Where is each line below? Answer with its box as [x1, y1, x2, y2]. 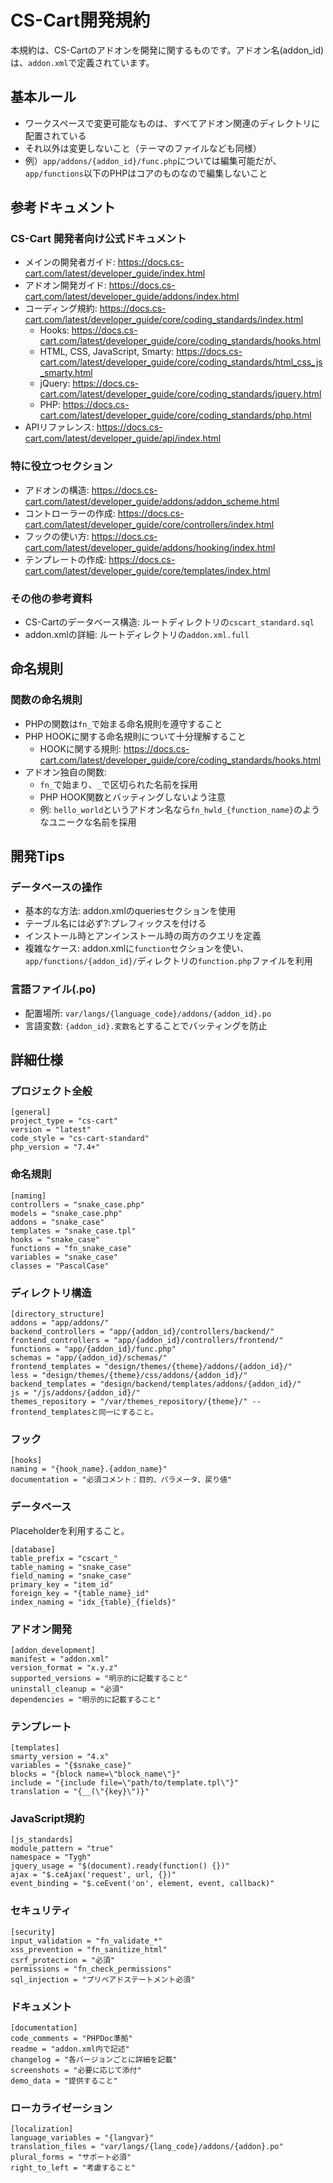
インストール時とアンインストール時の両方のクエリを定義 [24, 930, 262, 942]
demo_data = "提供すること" [10, 2076, 118, 2086]
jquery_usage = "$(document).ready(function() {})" [10, 1861, 230, 1871]
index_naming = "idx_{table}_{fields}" [10, 1597, 177, 1607]
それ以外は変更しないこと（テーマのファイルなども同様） [24, 142, 262, 154]
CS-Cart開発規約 [10, 9, 151, 32]
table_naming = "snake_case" [10, 1562, 132, 1572]
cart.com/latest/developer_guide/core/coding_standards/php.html [39, 409, 312, 421]
